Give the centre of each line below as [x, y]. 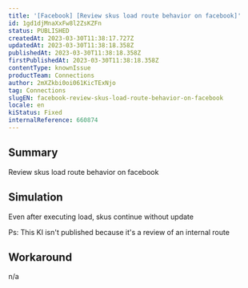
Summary [33, 153]
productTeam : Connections [51, 75]
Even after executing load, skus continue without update [101, 217]
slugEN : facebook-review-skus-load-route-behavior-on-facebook [116, 98]
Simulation [36, 197]
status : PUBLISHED [39, 30]
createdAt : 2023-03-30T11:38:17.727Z [71, 38]
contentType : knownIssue [50, 68]
